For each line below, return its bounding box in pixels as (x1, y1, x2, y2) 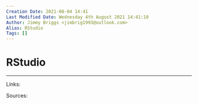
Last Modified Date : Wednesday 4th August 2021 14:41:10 (6, 14, 149, 20)
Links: (6, 80, 21, 88)
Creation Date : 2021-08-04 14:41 (6, 8, 88, 15)
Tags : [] (6, 31, 28, 36)
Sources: (6, 92, 28, 99)
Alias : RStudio (6, 25, 44, 31)
